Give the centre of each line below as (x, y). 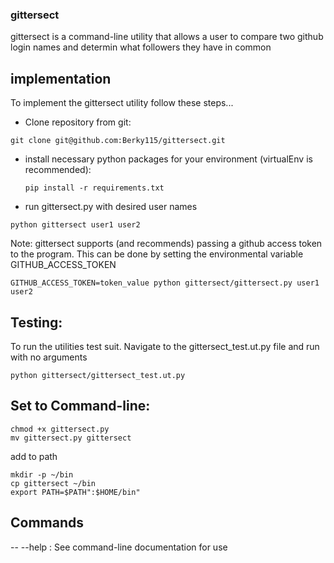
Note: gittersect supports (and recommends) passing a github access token (166, 244)
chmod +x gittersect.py (60, 429)
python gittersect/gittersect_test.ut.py (98, 375)
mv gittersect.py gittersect (71, 438)
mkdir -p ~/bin (42, 474)
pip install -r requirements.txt (94, 188)
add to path (34, 456)
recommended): (58, 170)
